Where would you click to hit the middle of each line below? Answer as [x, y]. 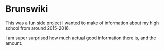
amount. [14, 43]
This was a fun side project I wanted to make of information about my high [82, 23]
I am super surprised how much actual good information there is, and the [81, 38]
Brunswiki [27, 9]
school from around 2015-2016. [38, 28]
